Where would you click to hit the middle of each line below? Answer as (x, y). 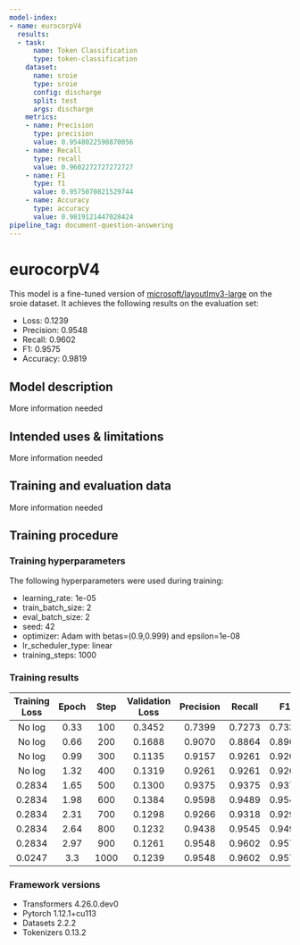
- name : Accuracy (58, 201)
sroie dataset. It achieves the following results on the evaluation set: (134, 304)
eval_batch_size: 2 (56, 616)
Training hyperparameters (67, 561)
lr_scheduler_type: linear (67, 645)
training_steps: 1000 (59, 655)
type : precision (63, 134)
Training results (44, 678)
